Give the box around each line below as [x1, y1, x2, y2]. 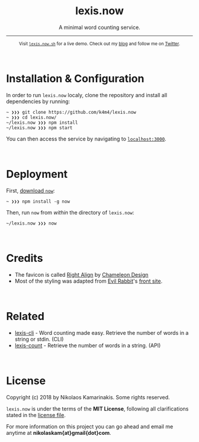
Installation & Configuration [6, 72, 145, 85]
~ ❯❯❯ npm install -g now [6, 198, 70, 204]
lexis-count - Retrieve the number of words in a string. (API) [14, 342, 161, 349]
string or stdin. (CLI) [14, 335, 64, 342]
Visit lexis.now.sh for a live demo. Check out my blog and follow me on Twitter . [18, 40, 181, 47]
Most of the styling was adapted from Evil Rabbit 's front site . [14, 277, 163, 284]
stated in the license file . [6, 411, 66, 418]
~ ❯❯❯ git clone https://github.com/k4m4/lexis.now [6, 109, 136, 115]
